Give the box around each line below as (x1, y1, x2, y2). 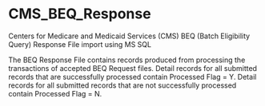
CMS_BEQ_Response (8, 5, 151, 23)
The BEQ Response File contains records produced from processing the (8, 55, 246, 65)
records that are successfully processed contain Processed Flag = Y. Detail (8, 72, 257, 81)
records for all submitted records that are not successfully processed (8, 80, 237, 90)
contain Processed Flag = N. (8, 88, 102, 98)
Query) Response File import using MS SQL (8, 39, 152, 49)
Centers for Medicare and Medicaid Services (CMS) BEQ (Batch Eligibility (8, 31, 251, 41)
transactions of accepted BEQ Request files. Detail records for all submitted (8, 63, 258, 73)
